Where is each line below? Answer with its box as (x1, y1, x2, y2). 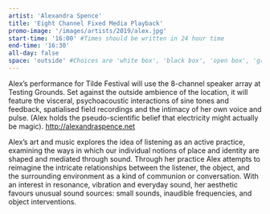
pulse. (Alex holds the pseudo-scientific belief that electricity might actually (8, 113, 259, 122)
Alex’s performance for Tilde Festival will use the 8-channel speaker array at (8, 78, 261, 88)
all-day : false (8, 49, 59, 57)
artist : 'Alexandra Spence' (8, 11, 103, 20)
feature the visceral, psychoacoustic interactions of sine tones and (8, 96, 229, 105)
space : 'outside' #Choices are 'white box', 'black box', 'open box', (8, 57, 250, 65)
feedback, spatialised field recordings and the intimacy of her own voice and (8, 104, 262, 113)
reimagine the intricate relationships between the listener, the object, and (8, 163, 251, 172)
